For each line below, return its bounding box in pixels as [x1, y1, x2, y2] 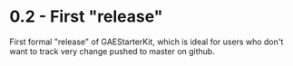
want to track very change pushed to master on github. [9, 45, 215, 56]
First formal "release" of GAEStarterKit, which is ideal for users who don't [9, 36, 284, 47]
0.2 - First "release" [9, 6, 163, 27]
